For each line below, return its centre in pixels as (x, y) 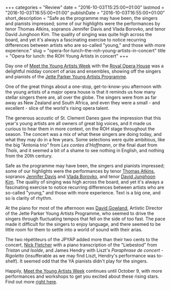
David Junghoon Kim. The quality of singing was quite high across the (79, 34)
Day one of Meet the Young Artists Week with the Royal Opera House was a (84, 66)
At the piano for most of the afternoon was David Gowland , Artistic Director (84, 208)
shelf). (12, 261)
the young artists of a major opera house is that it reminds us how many (80, 92)
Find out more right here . (31, 282)
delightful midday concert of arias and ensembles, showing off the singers (83, 71)
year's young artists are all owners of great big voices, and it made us (78, 123)
